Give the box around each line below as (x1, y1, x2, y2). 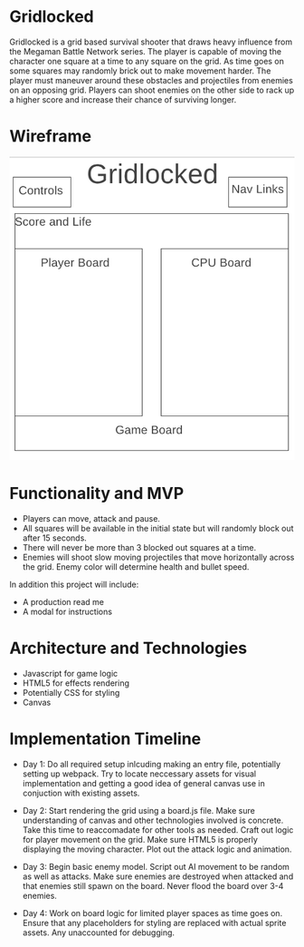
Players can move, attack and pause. (22, 513, 161, 523)
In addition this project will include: (9, 579, 139, 590)
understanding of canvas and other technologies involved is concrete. (22, 815, 284, 825)
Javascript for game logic (22, 668, 119, 679)
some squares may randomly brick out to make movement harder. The (9, 65, 271, 76)
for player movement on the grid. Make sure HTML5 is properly (22, 834, 258, 844)
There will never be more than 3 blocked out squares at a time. (22, 542, 256, 552)
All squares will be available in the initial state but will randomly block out (22, 522, 294, 533)
